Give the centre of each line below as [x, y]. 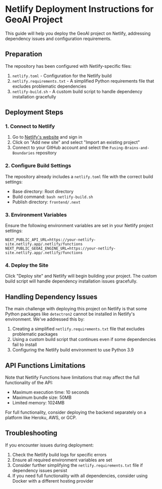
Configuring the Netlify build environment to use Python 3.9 [73, 350]
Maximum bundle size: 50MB [42, 397]
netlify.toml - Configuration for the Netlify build [62, 76]
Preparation [24, 54]
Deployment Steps [34, 112]
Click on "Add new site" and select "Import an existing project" [76, 143]
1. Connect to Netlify [30, 126]
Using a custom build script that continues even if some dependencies [84, 340]
